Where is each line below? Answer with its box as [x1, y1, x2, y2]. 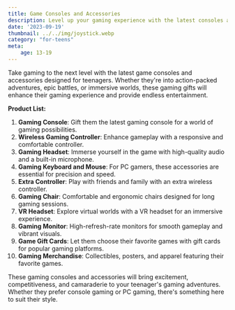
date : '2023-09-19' [8, 23, 65, 30]
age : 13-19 [20, 50, 52, 57]
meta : [8, 43, 24, 50]
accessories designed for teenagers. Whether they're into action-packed [8, 76, 218, 84]
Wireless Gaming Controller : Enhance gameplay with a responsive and [17, 132, 224, 141]
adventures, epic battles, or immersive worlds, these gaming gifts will [8, 83, 207, 92]
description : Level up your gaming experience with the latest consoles [8, 17, 224, 24]
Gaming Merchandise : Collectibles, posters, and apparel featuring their [17, 251, 225, 260]
